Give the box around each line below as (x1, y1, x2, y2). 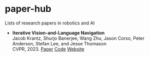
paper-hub (5, 3, 52, 15)
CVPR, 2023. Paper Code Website (12, 46, 85, 52)
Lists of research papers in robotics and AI (5, 20, 95, 26)
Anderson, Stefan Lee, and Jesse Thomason (12, 40, 107, 46)
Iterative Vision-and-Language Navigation (12, 30, 105, 36)
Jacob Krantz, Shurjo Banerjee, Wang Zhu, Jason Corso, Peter (12, 35, 145, 41)
